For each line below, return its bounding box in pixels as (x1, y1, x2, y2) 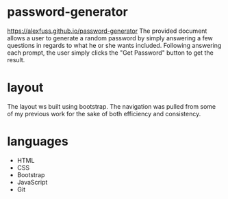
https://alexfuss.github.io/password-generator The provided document (7, 27, 207, 35)
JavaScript (16, 178, 48, 186)
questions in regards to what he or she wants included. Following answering (7, 41, 222, 49)
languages (7, 134, 68, 149)
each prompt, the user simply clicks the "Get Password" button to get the (7, 49, 214, 57)
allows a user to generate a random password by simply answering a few (7, 34, 214, 42)
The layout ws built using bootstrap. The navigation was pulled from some (7, 102, 216, 110)
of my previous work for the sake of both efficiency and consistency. (7, 109, 201, 118)
